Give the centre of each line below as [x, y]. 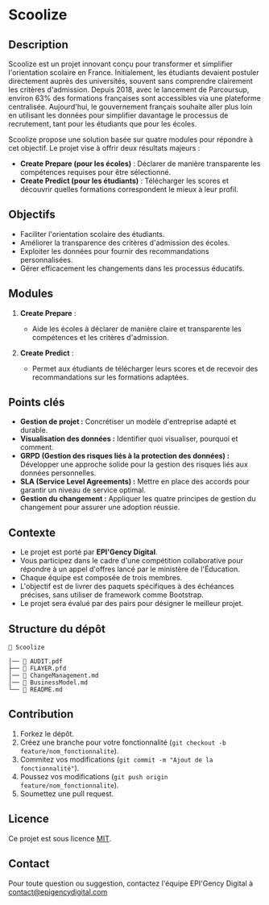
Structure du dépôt [57, 629]
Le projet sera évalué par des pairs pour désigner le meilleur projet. [132, 604]
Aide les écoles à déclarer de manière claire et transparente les [137, 329]
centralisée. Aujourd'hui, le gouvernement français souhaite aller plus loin [130, 107]
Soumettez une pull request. [67, 793]
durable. [34, 430]
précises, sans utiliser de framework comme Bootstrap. [112, 595]
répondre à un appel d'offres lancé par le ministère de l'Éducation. [130, 569]
